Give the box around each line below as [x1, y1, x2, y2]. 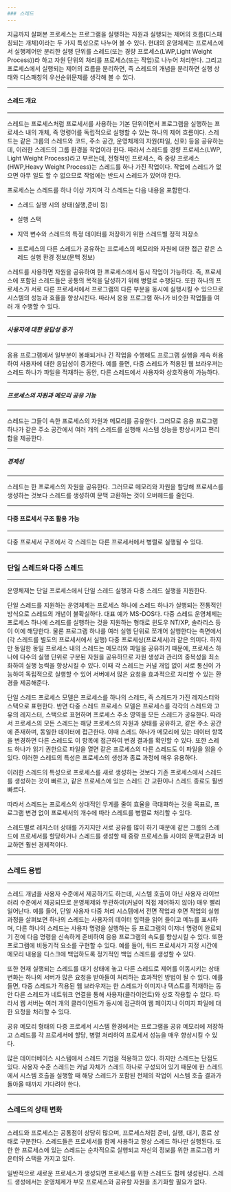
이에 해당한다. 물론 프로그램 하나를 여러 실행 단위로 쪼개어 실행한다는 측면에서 [14, 627, 222, 635]
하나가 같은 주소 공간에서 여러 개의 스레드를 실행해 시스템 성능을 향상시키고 [7, 425, 208, 433]
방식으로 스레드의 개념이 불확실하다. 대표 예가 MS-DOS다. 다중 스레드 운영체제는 [7, 610, 223, 618]
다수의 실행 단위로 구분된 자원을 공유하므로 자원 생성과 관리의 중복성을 [19, 652, 208, 661]
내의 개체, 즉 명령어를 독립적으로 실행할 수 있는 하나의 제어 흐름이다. [25, 128, 207, 136]
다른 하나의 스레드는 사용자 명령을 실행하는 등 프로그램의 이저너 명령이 [16, 924, 203, 932]
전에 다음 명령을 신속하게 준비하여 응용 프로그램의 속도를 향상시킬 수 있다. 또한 [14, 932, 223, 941]
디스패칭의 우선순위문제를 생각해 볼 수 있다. [19, 73, 136, 81]
